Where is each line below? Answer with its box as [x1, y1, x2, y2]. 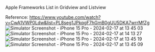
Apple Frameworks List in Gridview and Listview [5, 5, 106, 10]
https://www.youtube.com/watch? [29, 14, 101, 20]
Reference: [5, 14, 29, 20]
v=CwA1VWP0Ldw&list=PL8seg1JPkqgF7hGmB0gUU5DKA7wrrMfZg [5, 20, 150, 25]
